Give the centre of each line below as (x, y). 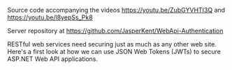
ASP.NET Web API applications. (52, 59)
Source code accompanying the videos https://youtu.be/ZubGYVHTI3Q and (116, 10)
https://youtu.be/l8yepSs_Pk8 (50, 17)
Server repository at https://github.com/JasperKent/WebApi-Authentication (115, 31)
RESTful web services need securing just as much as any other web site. (112, 44)
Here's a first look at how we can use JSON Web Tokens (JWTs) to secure (114, 52)
